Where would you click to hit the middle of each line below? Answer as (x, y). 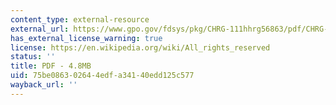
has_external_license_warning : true (86, 38)
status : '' (33, 57)
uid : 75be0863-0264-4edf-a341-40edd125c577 (102, 76)
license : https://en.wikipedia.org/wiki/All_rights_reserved (140, 47)
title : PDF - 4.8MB (51, 66)
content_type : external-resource (80, 19)
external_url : (40, 29)
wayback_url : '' (44, 85)
